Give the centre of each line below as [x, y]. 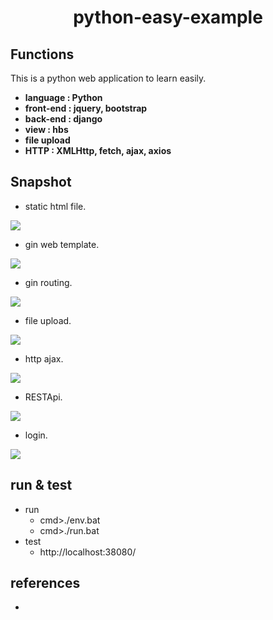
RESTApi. [43, 397]
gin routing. [48, 282]
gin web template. [62, 244]
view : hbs [46, 129]
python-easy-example [168, 17]
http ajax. [44, 358]
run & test [41, 485]
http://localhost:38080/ [88, 552]
